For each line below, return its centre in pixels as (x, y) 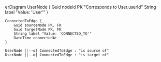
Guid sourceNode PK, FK (38, 25)
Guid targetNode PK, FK (38, 30)
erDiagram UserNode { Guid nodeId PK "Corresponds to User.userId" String (80, 7)
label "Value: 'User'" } (27, 12)
